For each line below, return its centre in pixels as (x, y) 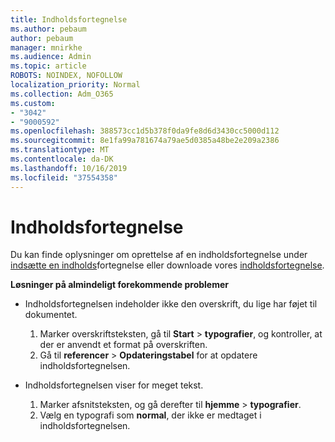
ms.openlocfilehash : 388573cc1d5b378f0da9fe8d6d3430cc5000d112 (145, 131)
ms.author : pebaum (48, 29)
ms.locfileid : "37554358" (64, 177)
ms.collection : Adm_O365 (62, 94)
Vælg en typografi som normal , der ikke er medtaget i (150, 415)
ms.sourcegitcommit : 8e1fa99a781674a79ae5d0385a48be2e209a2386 (145, 141)
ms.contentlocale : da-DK (62, 159)
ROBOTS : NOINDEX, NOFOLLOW (66, 76)
